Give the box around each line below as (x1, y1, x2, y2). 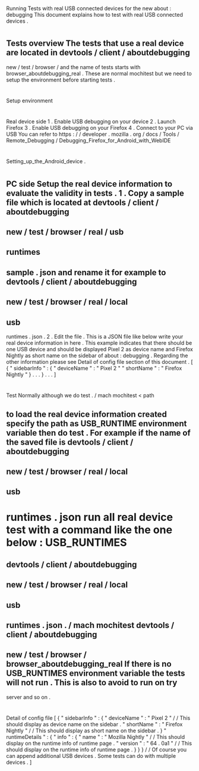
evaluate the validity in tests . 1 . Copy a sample (6, 188, 184, 198)
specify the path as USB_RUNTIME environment (6, 419, 187, 429)
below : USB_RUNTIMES (6, 536, 127, 550)
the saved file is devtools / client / (6, 437, 134, 447)
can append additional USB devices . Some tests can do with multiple (6, 753, 176, 760)
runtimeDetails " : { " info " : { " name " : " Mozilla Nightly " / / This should (6, 733, 185, 741)
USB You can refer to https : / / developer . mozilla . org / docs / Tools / (6, 130, 179, 138)
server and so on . (6, 693, 51, 701)
